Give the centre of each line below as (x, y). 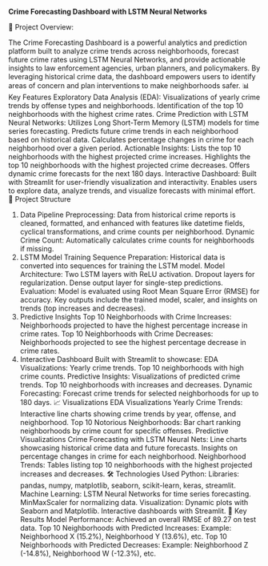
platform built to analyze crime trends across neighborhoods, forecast (124, 51)
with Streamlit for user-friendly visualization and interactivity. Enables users (133, 182)
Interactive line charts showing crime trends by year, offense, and (128, 414)
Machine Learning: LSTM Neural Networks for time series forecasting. (136, 494)
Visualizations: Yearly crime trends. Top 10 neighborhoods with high (132, 368)
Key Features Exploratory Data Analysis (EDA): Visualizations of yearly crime (134, 97)
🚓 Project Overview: (41, 27)
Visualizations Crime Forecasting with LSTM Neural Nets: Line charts (133, 439)
